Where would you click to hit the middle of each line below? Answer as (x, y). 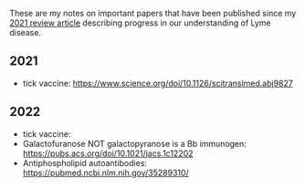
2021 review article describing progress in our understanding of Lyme (140, 23)
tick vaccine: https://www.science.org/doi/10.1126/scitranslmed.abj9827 (158, 83)
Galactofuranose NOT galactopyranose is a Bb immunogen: (134, 143)
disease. (26, 32)
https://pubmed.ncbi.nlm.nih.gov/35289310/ (105, 172)
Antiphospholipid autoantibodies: (85, 162)
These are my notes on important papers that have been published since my (153, 13)
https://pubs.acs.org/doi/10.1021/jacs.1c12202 (108, 153)
